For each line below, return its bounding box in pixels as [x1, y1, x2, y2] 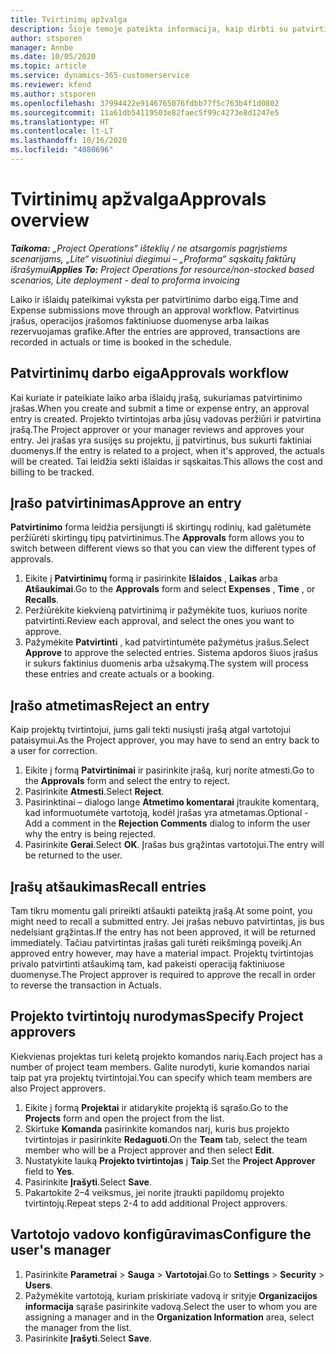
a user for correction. [10, 745, 98, 757]
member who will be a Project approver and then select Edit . [24, 1144, 275, 1156]
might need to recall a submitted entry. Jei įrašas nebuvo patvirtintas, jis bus [10, 916, 325, 928]
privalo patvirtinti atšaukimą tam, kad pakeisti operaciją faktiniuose [10, 958, 285, 970]
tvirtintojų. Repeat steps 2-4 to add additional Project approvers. [24, 1197, 288, 1209]
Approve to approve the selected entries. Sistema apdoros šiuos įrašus [24, 647, 319, 659]
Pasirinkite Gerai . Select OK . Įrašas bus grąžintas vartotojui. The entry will [24, 839, 325, 851]
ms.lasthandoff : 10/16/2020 [10, 136, 128, 146]
